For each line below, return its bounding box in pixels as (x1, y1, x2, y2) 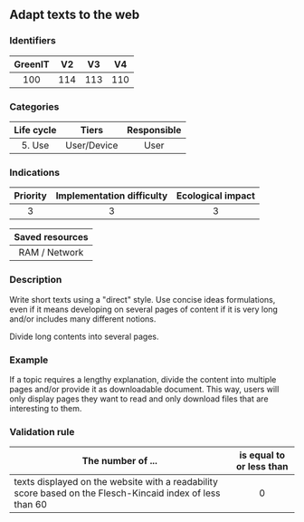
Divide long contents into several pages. (9, 331, 159, 342)
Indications (9, 166, 61, 179)
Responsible (126, 123, 182, 136)
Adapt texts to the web (9, 7, 140, 23)
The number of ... (81, 455, 158, 468)
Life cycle (14, 123, 57, 136)
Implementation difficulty (55, 189, 168, 202)
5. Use (21, 139, 50, 151)
